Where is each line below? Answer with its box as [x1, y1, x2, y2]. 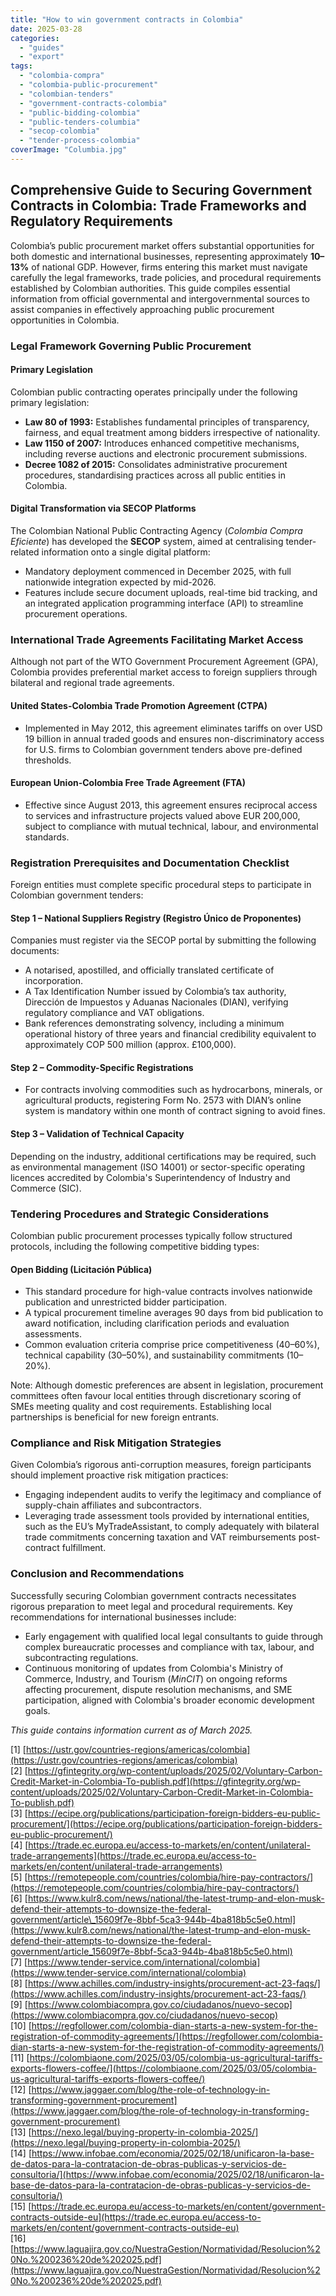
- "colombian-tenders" [19, 89, 114, 99]
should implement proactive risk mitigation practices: [10, 1469, 229, 1481]
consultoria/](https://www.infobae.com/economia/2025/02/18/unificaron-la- [10, 2168, 325, 2180]
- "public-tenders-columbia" [19, 117, 141, 127]
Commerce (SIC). [10, 1182, 82, 1194]
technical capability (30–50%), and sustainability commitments [24, 1349, 285, 1361]
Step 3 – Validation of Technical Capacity [10, 1128, 185, 1140]
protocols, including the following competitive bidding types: [10, 1240, 260, 1252]
